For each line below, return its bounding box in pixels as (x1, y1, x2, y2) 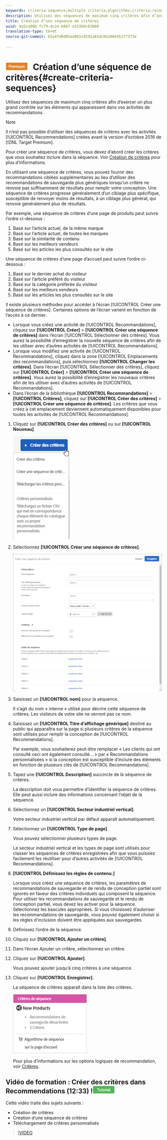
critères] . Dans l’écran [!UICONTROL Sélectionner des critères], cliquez (12, 364, 160, 370)
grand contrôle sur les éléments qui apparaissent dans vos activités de (5, 104, 150, 110)
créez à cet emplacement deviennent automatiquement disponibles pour (12, 406, 162, 412)
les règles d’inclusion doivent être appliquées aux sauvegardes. (12, 917, 143, 923)
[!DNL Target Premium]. (5, 139, 54, 145)
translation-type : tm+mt (5, 29, 57, 34)
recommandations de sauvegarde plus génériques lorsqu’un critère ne (5, 179, 149, 186)
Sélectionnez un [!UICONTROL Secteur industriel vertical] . (12, 806, 135, 812)
